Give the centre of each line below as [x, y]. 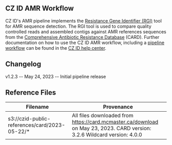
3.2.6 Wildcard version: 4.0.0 [107, 135]
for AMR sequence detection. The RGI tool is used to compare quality [79, 26]
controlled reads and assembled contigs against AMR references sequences [86, 32]
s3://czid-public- [29, 119]
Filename [37, 107]
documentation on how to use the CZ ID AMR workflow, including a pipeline [85, 43]
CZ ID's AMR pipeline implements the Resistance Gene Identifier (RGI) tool [84, 20]
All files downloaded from [103, 116]
